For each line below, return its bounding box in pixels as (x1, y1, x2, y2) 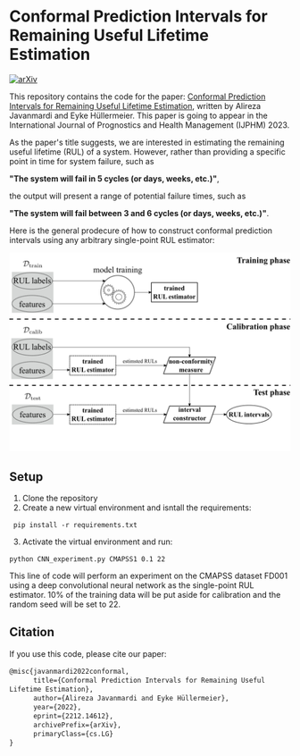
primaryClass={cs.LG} (32, 729, 114, 738)
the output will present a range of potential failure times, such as (9, 190, 246, 201)
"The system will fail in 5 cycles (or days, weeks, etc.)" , (9, 172, 221, 184)
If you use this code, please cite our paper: (9, 648, 167, 659)
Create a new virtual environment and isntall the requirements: (21, 502, 252, 513)
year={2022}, (32, 702, 82, 711)
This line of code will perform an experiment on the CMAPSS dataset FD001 (9, 570, 288, 582)
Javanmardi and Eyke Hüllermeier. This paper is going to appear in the (9, 110, 268, 121)
